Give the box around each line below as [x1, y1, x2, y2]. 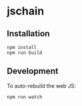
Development [7, 66, 59, 76]
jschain [7, 4, 45, 18]
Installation [7, 28, 50, 39]
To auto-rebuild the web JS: [7, 82, 76, 89]
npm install [7, 44, 37, 50]
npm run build [7, 50, 43, 56]
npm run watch [7, 94, 43, 100]
